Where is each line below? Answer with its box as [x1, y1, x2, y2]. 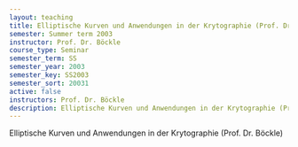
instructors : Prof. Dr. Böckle [9, 95, 125, 104]
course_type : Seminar [9, 46, 90, 55]
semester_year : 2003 [9, 63, 86, 72]
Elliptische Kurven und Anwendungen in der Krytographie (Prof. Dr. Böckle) [9, 128, 284, 138]
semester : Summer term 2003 [9, 29, 114, 38]
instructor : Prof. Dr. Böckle [9, 37, 122, 47]
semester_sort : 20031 [9, 79, 90, 88]
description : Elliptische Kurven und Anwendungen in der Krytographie [9, 104, 276, 112]
